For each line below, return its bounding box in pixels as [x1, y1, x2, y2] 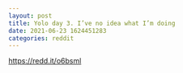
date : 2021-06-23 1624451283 [8, 26, 107, 34]
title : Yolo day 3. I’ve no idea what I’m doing [8, 19, 176, 27]
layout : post [8, 11, 53, 20]
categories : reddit [8, 34, 74, 43]
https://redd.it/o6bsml [8, 56, 82, 66]
